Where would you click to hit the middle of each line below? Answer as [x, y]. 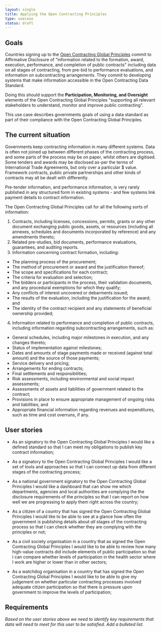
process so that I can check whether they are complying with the [77, 527]
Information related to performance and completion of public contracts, [83, 323]
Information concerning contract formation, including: [66, 252]
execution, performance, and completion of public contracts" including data [80, 65]
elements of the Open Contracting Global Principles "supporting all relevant [80, 100]
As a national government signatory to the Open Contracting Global [79, 481]
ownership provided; [33, 313]
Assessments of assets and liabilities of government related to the [78, 389]
